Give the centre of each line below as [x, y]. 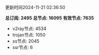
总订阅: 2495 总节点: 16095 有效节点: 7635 [49, 18]
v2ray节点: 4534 [29, 28]
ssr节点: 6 [23, 47]
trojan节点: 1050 [29, 35]
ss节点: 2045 [26, 41]
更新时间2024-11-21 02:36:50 [35, 7]
